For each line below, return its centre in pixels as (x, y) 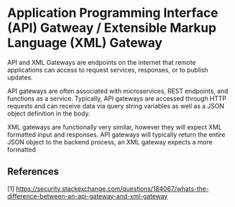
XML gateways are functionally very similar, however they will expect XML (115, 127)
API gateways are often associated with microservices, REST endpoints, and (118, 91)
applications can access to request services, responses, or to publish (108, 70)
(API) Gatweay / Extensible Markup (112, 28)
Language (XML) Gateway (85, 43)
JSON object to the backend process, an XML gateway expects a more (110, 142)
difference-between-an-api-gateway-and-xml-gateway (88, 196)
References (33, 171)
